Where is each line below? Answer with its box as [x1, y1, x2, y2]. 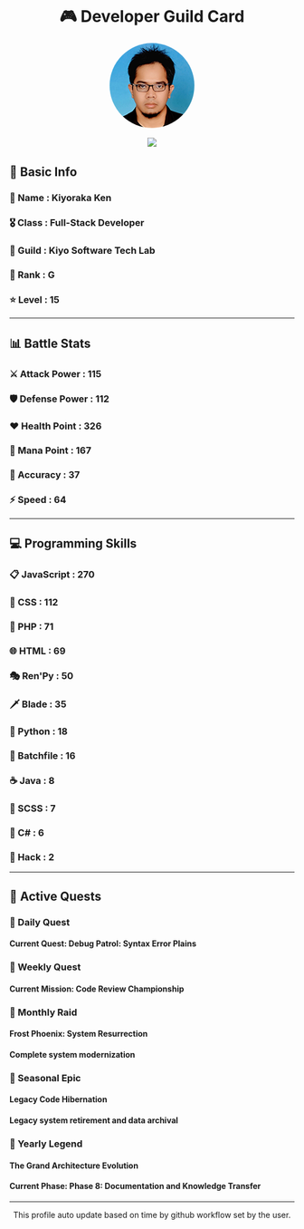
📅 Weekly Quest [9, 961, 81, 973]
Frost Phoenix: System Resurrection [9, 1029, 148, 1040]
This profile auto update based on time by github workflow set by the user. [13, 1209, 291, 1220]
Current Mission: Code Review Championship [9, 983, 185, 994]
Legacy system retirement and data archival [9, 1115, 179, 1126]
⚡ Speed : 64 [9, 494, 67, 507]
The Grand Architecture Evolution [9, 1160, 138, 1171]
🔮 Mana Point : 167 [9, 444, 92, 457]
